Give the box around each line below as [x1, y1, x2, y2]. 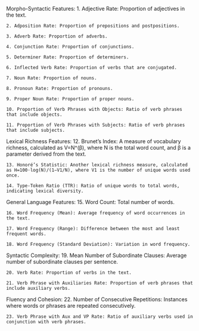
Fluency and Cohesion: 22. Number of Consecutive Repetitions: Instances [6, 296, 188, 303]
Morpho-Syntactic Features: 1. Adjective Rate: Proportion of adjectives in [6, 5, 185, 12]
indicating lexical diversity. [6, 188, 84, 194]
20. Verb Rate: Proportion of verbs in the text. [6, 270, 132, 276]
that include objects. [6, 112, 63, 117]
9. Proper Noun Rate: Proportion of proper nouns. [6, 96, 135, 102]
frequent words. [6, 231, 46, 237]
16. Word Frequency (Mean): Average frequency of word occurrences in [6, 210, 185, 216]
